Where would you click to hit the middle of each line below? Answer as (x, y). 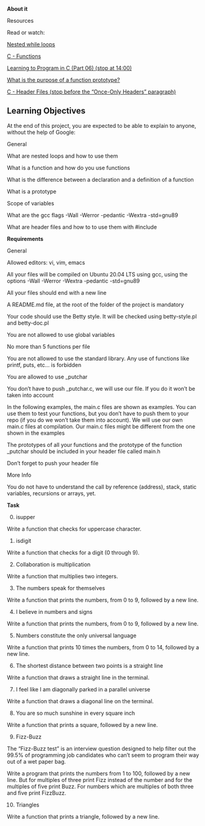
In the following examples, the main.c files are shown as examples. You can (102, 407)
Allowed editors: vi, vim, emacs (46, 262)
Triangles (27, 805)
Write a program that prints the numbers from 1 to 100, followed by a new (99, 773)
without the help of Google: (41, 132)
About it (17, 9)
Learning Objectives (46, 111)
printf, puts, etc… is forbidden (44, 365)
